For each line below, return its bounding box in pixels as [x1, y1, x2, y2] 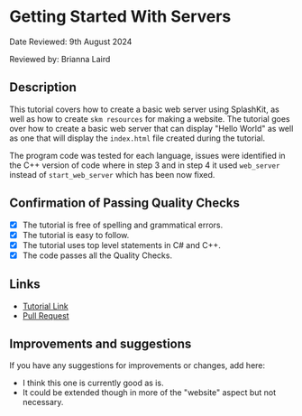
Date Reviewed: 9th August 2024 [9, 36, 133, 47]
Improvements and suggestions [9, 337, 192, 352]
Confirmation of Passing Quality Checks [9, 196, 241, 211]
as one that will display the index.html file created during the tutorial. [9, 133, 266, 143]
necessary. [22, 397, 64, 408]
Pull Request [22, 310, 69, 321]
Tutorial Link [22, 300, 69, 311]
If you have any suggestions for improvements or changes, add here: [9, 360, 266, 371]
